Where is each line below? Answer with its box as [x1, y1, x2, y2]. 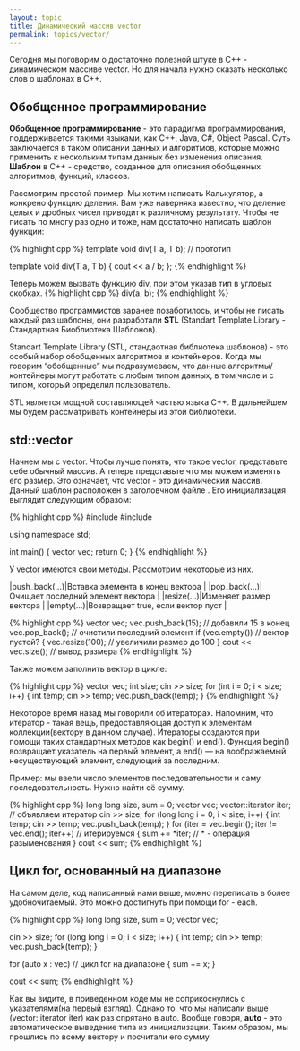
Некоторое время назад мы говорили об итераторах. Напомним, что [9, 708, 274, 718]
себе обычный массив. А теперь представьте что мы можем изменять [9, 466, 281, 476]
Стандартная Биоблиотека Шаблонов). [9, 324, 159, 335]
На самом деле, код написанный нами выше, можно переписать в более [9, 887, 291, 898]
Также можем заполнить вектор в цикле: [9, 664, 167, 674]
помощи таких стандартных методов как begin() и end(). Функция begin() [9, 737, 290, 746]
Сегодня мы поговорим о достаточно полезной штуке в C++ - [9, 55, 248, 65]
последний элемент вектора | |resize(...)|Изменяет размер [46, 590, 271, 601]
